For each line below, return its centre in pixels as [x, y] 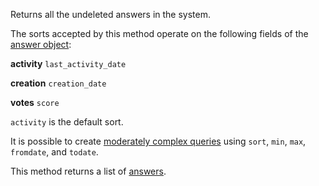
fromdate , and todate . [54, 152]
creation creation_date [58, 83]
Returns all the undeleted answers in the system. [110, 14]
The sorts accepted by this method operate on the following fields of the [159, 33]
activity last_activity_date [68, 63]
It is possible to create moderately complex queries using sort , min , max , [158, 141]
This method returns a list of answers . [88, 171]
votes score [35, 102]
